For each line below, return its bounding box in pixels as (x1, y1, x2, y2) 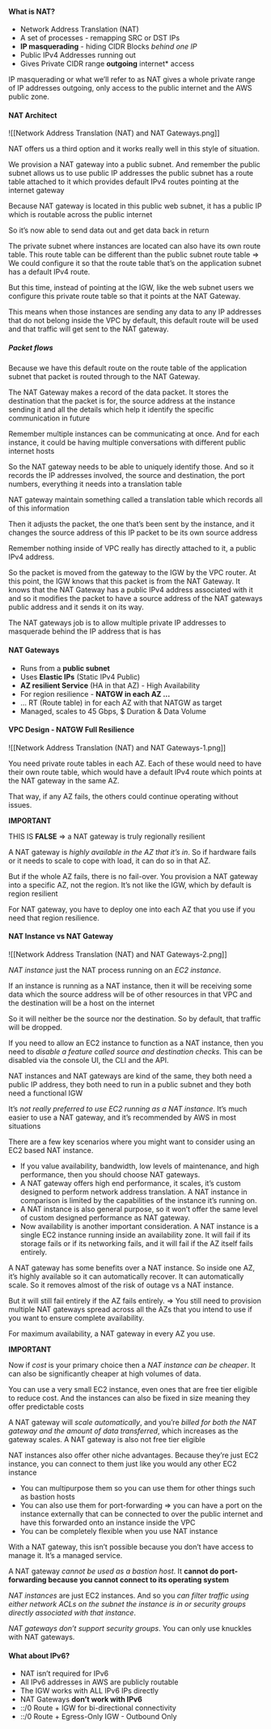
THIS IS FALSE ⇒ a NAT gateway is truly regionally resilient (8, 831, 205, 841)
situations (8, 1121, 41, 1130)
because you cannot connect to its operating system (48, 1574, 229, 1584)
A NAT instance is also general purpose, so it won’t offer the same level (19, 1204, 259, 1214)
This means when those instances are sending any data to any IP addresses (8, 307, 262, 317)
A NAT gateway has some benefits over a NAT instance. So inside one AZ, (8, 1262, 255, 1272)
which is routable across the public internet (8, 210, 153, 220)
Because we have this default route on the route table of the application (8, 363, 248, 373)
